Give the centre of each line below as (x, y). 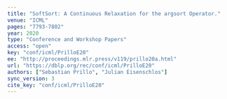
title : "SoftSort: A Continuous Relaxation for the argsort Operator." (114, 14)
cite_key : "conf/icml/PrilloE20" (56, 85)
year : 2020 (23, 33)
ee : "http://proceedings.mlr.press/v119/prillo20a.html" (92, 59)
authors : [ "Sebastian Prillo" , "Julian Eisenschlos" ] (88, 72)
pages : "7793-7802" (36, 26)
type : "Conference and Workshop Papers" (67, 40)
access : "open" (29, 46)
